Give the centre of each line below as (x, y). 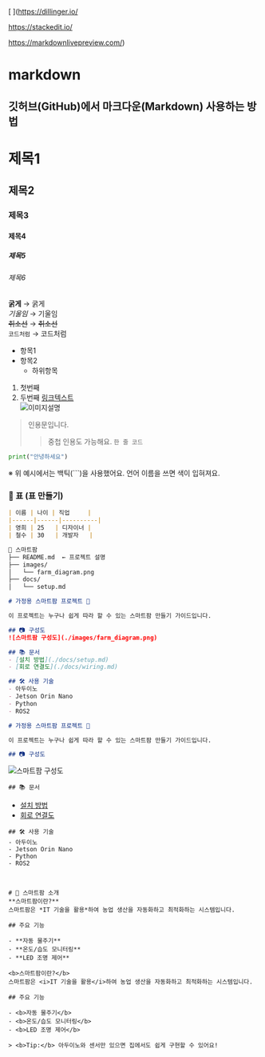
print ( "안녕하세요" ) (38, 457)
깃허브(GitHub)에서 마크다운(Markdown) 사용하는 (127, 106)
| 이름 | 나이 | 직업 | (50, 513)
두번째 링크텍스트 (47, 398)
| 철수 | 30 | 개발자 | (51, 535)
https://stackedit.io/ (41, 27)
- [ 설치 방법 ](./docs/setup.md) (59, 659)
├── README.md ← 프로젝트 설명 (57, 557)
